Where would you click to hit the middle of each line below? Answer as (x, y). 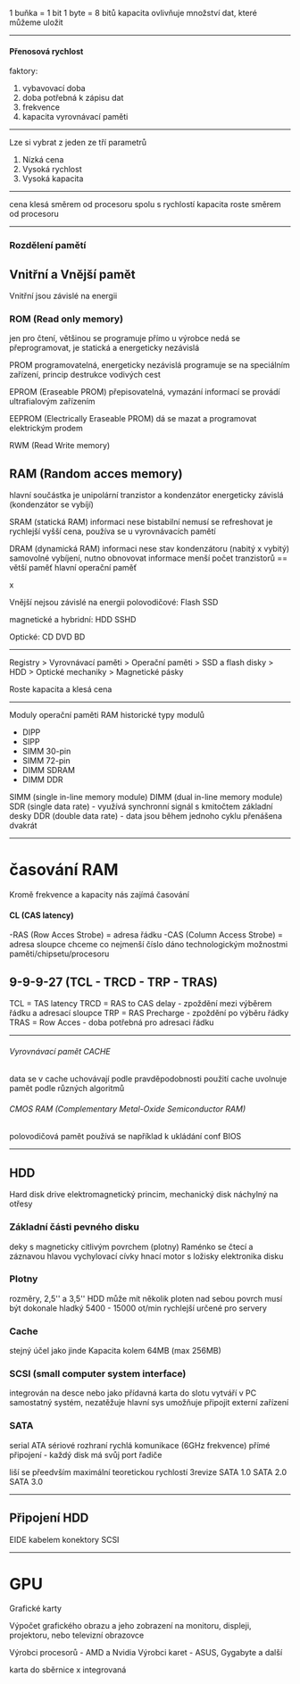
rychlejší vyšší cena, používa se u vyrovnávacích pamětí (112, 531)
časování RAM (64, 870)
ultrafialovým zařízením (52, 402)
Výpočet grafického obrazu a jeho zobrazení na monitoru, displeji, (130, 1626)
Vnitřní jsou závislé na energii (63, 296)
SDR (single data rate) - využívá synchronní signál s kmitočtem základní (141, 806)
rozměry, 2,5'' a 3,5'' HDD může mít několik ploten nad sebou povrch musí (146, 1298)
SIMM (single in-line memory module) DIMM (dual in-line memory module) (146, 797)
